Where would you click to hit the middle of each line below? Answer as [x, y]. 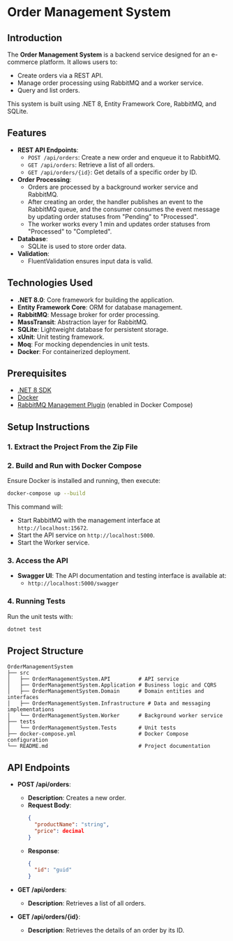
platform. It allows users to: [78, 62]
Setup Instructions [48, 427]
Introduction [35, 38]
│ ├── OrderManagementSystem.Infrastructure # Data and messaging [109, 704]
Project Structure [45, 651]
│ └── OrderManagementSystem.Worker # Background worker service [115, 716]
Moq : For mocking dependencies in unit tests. [83, 344]
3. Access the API [38, 560]
